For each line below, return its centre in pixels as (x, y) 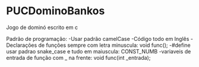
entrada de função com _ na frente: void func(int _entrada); (78, 58)
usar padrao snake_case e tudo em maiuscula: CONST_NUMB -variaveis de (99, 51)
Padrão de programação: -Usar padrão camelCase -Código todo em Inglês (98, 39)
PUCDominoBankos (56, 11)
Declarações (22, 45)
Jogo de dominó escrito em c (42, 27)
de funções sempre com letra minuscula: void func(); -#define (115, 45)
